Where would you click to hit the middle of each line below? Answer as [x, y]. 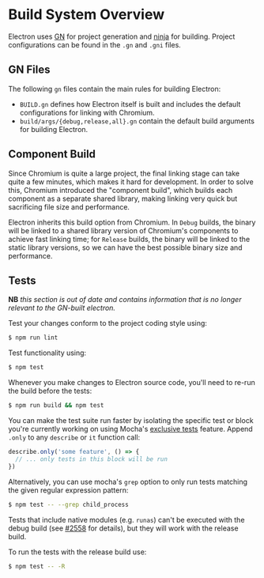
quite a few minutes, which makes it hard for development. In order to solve [131, 181]
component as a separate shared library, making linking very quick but [123, 198]
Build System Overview [86, 15]
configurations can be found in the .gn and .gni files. [95, 44]
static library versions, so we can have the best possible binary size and [125, 247]
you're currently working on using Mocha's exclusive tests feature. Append [130, 429]
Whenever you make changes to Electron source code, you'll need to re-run [132, 383]
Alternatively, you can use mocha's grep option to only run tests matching [128, 482]
